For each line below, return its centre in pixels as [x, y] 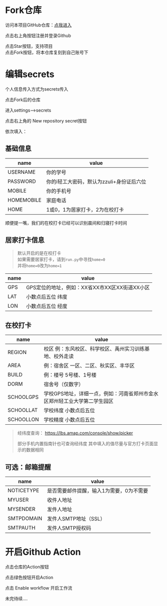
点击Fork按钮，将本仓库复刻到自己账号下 [47, 52]
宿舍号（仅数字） [64, 384]
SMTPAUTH [22, 528]
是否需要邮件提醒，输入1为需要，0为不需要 [97, 491]
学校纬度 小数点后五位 [70, 410]
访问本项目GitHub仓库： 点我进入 [39, 25]
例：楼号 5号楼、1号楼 [70, 375]
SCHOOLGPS [23, 397]
